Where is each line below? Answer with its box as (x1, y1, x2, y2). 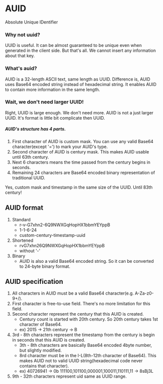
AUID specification (5, 277, 63, 286)
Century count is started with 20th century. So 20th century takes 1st (19, 316, 158, 322)
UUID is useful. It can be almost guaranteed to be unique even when (5, 43, 142, 48)
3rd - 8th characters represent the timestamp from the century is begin (12, 332, 155, 338)
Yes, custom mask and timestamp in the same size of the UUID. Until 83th (5, 184, 153, 190)
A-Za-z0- (134, 290, 154, 296)
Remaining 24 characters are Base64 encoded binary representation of (12, 170, 155, 175)
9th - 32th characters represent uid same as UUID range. (12, 373, 127, 379)
